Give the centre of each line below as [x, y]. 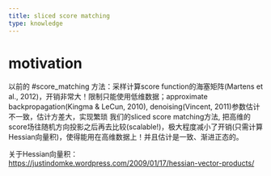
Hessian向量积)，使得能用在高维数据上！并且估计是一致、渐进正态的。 [126, 137]
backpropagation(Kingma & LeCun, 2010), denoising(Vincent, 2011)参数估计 [134, 107]
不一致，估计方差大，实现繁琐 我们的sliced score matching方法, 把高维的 [129, 117]
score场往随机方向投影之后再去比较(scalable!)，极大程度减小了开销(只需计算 [136, 127]
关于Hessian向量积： [43, 154]
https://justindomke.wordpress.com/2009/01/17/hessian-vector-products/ [131, 163]
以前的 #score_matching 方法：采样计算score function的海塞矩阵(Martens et [136, 86]
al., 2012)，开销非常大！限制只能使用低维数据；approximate [108, 97]
